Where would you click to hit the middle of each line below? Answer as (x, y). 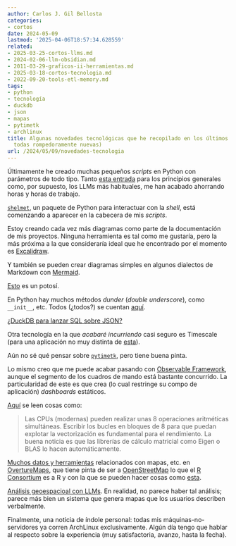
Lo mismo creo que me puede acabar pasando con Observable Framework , (117, 369)
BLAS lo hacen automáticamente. (73, 449)
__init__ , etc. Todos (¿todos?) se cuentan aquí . (76, 307)
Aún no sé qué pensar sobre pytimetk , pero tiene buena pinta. (97, 355)
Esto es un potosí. (33, 286)
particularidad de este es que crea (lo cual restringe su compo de (102, 384)
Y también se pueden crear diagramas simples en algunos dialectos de (110, 265)
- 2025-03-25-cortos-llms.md (50, 54)
